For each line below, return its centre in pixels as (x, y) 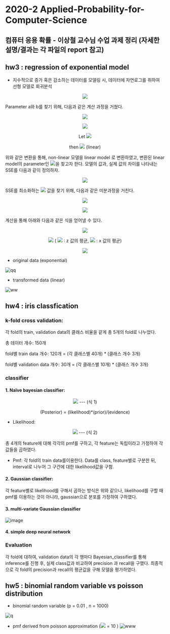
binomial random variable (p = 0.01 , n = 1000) (60, 606)
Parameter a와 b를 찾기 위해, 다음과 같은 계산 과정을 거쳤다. (64, 107)
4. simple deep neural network (38, 532)
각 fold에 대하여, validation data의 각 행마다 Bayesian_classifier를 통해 (76, 557)
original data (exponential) (40, 261)
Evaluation (18, 545)
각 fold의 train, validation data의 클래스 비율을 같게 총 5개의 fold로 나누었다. (81, 332)
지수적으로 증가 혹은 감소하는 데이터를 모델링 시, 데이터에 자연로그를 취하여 (86, 80)
